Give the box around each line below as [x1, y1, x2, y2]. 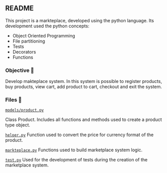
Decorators [12, 49, 36, 55]
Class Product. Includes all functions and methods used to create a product [5, 116, 162, 123]
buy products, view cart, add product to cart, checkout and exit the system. [5, 83, 162, 90]
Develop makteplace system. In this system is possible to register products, [5, 78, 162, 84]
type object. [5, 122, 30, 128]
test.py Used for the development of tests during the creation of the [5, 157, 148, 163]
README [5, 4, 34, 13]
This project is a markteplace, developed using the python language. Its [5, 17, 154, 23]
